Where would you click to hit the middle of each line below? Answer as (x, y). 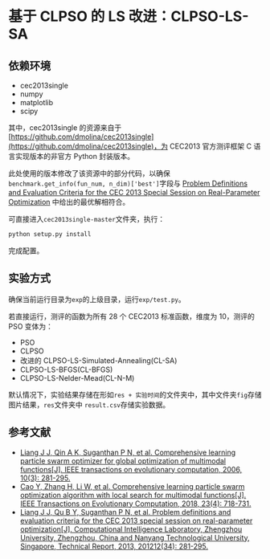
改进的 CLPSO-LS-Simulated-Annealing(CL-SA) (98, 360)
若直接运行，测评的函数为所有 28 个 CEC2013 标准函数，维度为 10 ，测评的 (132, 316)
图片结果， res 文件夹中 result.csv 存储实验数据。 (89, 404)
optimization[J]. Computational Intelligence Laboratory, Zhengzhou (131, 529)
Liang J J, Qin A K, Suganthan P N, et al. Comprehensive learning (128, 452)
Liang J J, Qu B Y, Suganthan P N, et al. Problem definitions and (125, 512)
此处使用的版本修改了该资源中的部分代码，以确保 (89, 173)
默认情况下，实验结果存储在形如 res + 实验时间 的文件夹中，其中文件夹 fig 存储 (135, 394)
